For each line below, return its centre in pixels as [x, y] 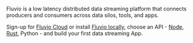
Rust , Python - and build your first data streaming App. [75, 33]
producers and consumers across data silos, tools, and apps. [83, 15]
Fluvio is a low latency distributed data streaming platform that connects [96, 9]
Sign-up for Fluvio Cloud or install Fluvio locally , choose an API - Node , [95, 27]
